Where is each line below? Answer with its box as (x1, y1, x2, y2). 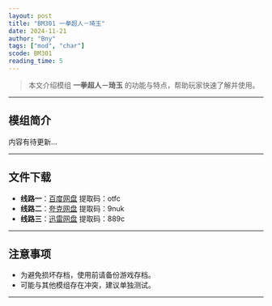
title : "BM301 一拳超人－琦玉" (8, 19, 105, 28)
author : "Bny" (8, 34, 57, 43)
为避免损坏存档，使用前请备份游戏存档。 (19, 270, 155, 280)
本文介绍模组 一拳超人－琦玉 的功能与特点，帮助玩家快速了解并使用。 (28, 80, 260, 90)
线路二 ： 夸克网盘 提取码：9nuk (19, 203, 125, 213)
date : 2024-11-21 (8, 27, 67, 35)
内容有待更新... (8, 137, 58, 147)
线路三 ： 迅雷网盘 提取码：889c (19, 214, 125, 223)
